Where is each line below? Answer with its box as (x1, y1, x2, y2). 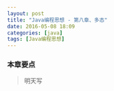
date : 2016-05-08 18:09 (7, 23, 76, 30)
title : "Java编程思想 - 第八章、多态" (7, 17, 108, 23)
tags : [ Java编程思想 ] (7, 36, 65, 43)
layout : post (7, 10, 45, 17)
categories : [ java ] (7, 29, 63, 37)
